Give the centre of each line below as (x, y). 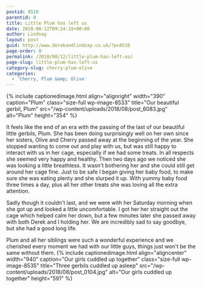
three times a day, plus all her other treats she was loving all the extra (92, 185)
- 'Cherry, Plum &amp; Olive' (49, 79)
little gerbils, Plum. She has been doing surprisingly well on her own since (98, 134)
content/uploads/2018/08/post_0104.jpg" (57, 272)
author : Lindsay (26, 34)
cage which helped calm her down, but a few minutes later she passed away (101, 216)
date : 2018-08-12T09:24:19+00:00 (48, 29)
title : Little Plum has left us (47, 23)
